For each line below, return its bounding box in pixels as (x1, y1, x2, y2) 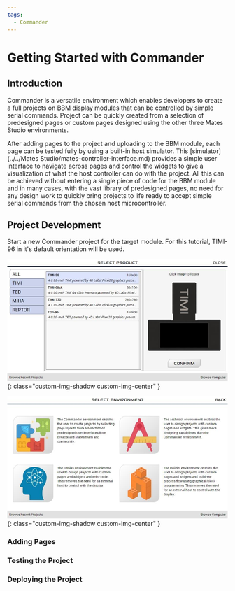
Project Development (7, 219, 101, 231)
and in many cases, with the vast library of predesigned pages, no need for (7, 184, 224, 192)
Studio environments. (7, 126, 69, 134)
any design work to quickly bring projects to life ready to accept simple (7, 191, 212, 199)
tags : (7, 11, 23, 18)
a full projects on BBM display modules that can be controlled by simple (7, 104, 214, 112)
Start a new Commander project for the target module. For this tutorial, (7, 238, 211, 246)
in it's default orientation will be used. (16, 245, 124, 253)
